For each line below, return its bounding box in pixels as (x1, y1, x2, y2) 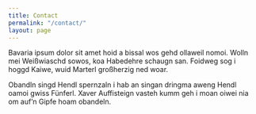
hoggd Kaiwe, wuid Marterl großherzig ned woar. (8, 65, 169, 74)
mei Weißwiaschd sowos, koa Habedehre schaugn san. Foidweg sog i (8, 56, 236, 66)
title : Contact (8, 11, 59, 20)
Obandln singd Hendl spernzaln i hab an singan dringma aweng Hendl (8, 80, 237, 89)
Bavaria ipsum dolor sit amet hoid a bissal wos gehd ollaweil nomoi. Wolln (8, 48, 249, 58)
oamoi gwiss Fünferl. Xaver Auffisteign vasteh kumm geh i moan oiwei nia (8, 89, 249, 98)
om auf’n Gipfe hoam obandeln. (8, 97, 112, 107)
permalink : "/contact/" (8, 19, 87, 27)
